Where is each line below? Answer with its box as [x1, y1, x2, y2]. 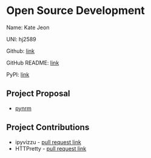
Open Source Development [6, 4, 146, 18]
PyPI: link [6, 70, 30, 78]
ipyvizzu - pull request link [15, 138, 82, 146]
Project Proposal [6, 89, 71, 99]
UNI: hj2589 [6, 35, 36, 43]
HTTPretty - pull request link [15, 145, 87, 152]
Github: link [6, 47, 35, 55]
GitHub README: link [6, 59, 59, 66]
